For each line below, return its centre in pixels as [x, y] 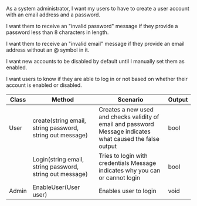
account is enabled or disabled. [44, 85]
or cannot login [120, 178]
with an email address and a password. [53, 15]
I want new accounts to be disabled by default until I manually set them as [95, 61]
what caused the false [129, 139]
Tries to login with [123, 156]
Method [63, 99]
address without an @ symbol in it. [48, 50]
